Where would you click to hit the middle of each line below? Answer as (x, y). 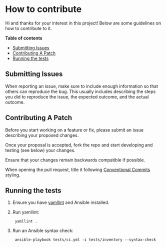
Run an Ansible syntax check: (43, 230)
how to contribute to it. (28, 28)
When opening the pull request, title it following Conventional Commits (78, 169)
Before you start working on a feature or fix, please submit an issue (74, 130)
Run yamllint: (26, 212)
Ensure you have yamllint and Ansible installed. (61, 202)
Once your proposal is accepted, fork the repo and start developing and (79, 145)
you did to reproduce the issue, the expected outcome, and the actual (77, 96)
